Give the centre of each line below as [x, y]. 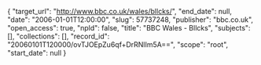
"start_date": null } [37, 53]
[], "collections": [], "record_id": [59, 36]
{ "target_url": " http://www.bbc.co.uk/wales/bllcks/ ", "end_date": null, [120, 11]
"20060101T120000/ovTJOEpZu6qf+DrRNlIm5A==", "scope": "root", [118, 45]
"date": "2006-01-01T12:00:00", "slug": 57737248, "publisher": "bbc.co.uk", [130, 20]
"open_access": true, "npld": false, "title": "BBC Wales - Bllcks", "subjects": [129, 28]
